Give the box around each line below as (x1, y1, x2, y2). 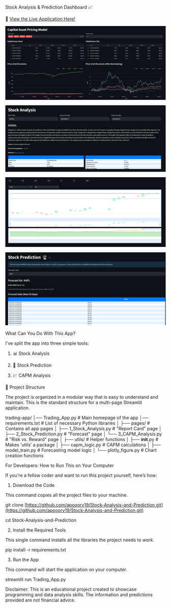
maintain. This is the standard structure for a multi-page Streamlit (5, 399, 142, 405)
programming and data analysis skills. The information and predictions (5, 591, 153, 597)
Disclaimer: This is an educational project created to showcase (5, 586, 137, 592)
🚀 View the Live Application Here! (5, 16, 75, 22)
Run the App (12, 557, 39, 563)
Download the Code (12, 482, 55, 488)
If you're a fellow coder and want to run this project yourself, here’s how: (5, 472, 157, 478)
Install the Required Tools (12, 527, 66, 533)
